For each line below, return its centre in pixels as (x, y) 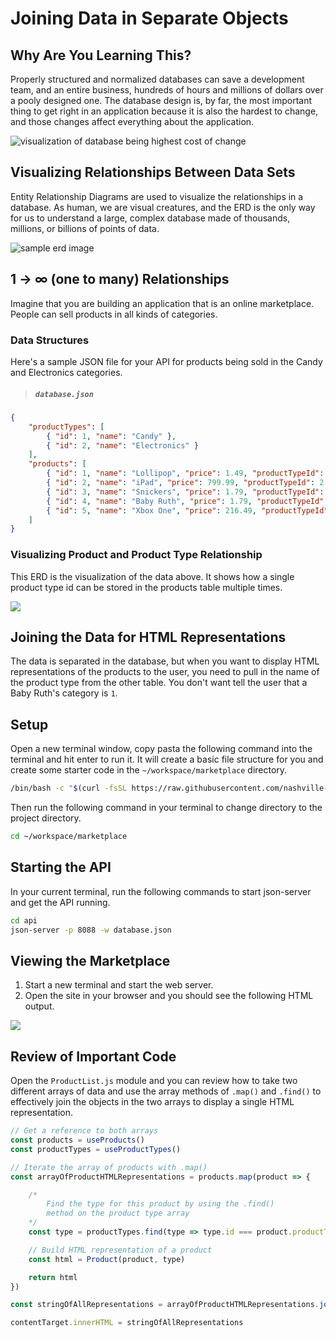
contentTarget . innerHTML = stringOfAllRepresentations (127, 1323)
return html (53, 1277)
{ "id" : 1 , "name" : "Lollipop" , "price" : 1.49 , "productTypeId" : (185, 473)
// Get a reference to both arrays (84, 1131)
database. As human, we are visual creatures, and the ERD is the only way (163, 207)
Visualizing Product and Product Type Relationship (136, 555)
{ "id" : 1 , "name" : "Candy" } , (111, 436)
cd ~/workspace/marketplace (69, 837)
